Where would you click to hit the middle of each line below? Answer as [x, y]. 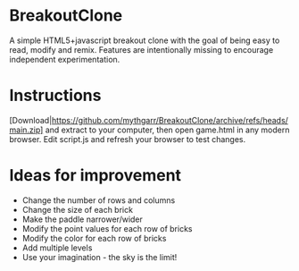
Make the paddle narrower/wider [82, 219]
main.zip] [26, 130]
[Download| [31, 120]
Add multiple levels [57, 248]
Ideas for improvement [95, 176]
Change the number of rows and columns [99, 200]
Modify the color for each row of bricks [94, 238]
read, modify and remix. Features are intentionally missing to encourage [141, 49]
